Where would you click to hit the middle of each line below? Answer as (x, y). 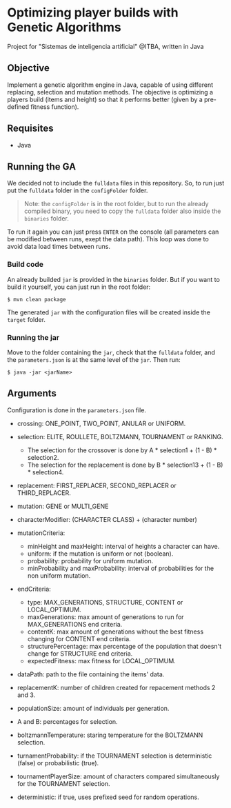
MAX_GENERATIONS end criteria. (75, 624)
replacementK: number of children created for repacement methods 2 (116, 687)
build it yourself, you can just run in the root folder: (79, 287)
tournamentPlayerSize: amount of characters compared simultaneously (118, 776)
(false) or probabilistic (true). (58, 762)
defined (18, 107)
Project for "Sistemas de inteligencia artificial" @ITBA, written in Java (106, 46)
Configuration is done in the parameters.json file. (77, 410)
